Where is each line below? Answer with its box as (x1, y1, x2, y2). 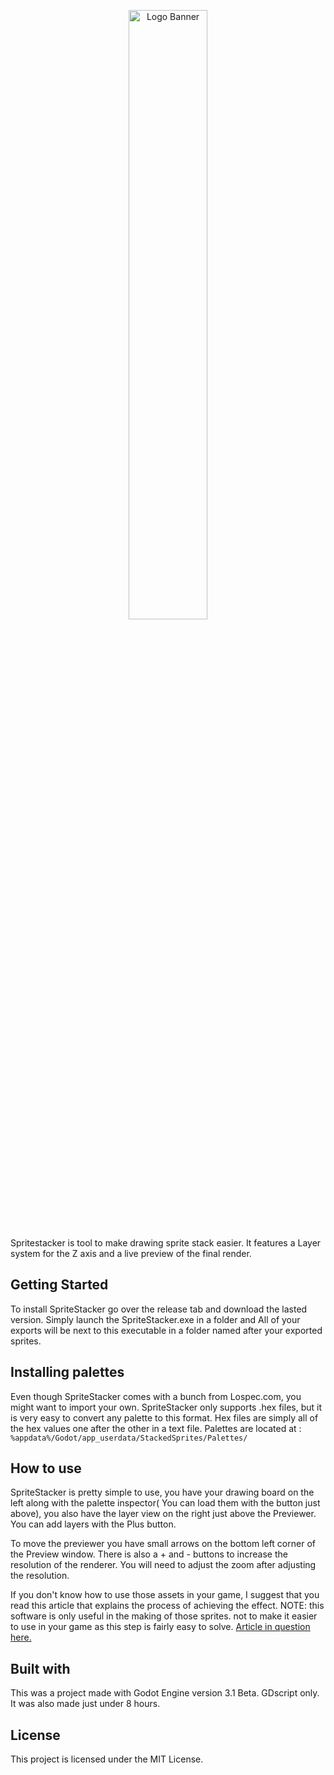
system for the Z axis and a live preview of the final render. (10, 1248, 252, 1259)
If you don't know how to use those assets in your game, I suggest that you (10, 1589, 320, 1601)
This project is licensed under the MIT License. (10, 1753, 204, 1765)
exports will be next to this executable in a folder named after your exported (10, 1324, 323, 1336)
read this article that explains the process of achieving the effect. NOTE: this (10, 1600, 325, 1612)
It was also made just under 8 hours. (10, 1698, 161, 1710)
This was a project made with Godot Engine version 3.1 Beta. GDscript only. (10, 1687, 320, 1699)
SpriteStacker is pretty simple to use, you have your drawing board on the (10, 1486, 315, 1499)
